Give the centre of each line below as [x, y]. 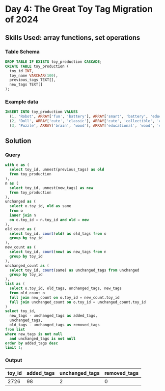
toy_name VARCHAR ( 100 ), [34, 75]
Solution [18, 141]
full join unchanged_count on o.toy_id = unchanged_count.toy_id [78, 302]
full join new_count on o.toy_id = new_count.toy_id [65, 297]
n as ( [12, 183]
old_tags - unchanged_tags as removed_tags [55, 325]
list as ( [15, 284]
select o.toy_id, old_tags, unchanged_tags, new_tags [66, 288]
